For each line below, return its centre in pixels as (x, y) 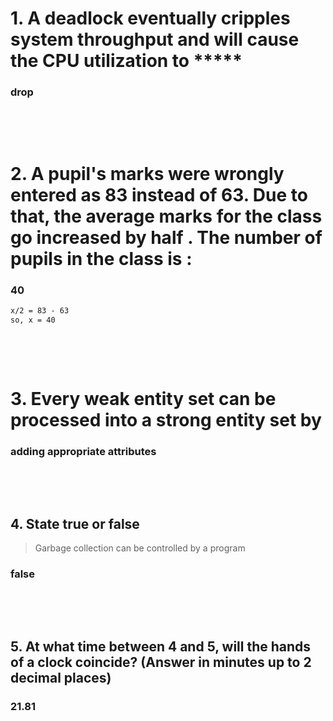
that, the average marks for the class (166, 216)
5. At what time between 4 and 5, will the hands (161, 646)
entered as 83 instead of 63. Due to (159, 194)
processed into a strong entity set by (166, 419)
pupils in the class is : (101, 258)
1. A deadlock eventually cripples (150, 18)
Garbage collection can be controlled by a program (140, 548)
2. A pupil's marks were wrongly (147, 173)
